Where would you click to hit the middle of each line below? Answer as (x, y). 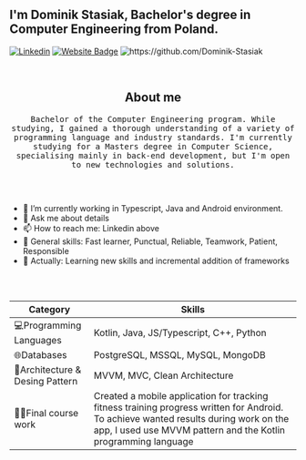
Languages (38, 341)
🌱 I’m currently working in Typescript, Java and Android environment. (153, 209)
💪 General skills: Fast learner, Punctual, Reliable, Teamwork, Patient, (150, 241)
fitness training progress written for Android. (189, 407)
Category (50, 310)
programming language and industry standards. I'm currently (153, 137)
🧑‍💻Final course (46, 414)
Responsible (46, 251)
